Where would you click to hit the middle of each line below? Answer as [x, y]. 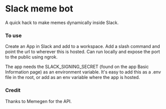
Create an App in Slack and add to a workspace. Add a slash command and [83, 46]
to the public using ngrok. [31, 57]
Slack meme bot [39, 9]
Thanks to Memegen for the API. [39, 101]
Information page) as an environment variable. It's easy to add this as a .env [83, 72]
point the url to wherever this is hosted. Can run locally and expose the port [83, 52]
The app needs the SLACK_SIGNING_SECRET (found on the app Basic [77, 67]
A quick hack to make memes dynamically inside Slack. [62, 22]
